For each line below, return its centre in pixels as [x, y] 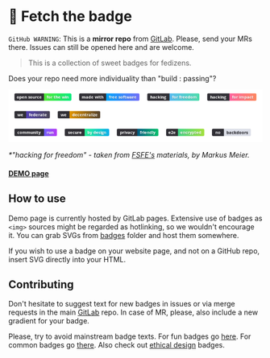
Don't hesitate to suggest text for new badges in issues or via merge [122, 304]
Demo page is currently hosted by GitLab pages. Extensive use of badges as [136, 218]
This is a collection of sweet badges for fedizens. [110, 63]
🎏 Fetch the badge [71, 16]
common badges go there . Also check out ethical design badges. [117, 345]
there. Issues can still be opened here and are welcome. [102, 47]
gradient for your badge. [49, 321]
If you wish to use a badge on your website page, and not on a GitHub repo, [134, 251]
